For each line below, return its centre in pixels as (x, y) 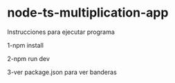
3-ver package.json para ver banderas (62, 72)
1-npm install (25, 45)
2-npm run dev (29, 58)
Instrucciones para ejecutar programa (61, 32)
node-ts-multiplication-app (88, 13)
